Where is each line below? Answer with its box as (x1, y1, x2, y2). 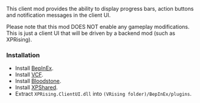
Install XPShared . (15, 84, 58, 91)
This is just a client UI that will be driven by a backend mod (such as (6, 30, 175, 37)
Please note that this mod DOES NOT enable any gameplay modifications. (6, 23, 190, 30)
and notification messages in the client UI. (6, 11, 111, 19)
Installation (6, 51, 40, 59)
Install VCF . (15, 71, 44, 78)
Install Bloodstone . (15, 78, 62, 85)
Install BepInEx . (15, 64, 54, 72)
